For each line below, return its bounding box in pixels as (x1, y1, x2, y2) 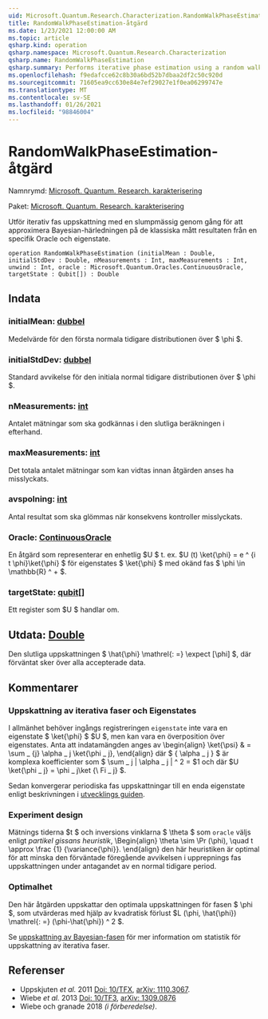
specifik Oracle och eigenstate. (8, 233, 111, 244)
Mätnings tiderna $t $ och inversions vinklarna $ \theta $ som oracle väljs (8, 827, 251, 837)
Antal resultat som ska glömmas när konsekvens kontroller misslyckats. (8, 512, 243, 521)
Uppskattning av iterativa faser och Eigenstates (8, 704, 197, 716)
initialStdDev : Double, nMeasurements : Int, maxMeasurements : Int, (8, 256, 248, 264)
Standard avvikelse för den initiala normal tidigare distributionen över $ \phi (8, 372, 256, 382)
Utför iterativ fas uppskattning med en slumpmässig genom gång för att (8, 216, 243, 226)
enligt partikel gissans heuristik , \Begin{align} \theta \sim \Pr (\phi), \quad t (8, 836, 254, 846)
